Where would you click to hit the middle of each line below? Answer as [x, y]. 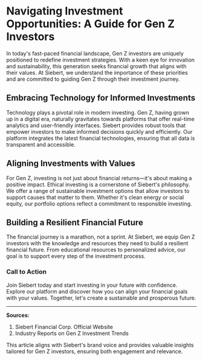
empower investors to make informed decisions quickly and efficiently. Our [99, 131]
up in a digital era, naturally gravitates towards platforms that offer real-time [101, 119]
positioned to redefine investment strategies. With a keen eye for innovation [101, 60]
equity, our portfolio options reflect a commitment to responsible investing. [99, 204]
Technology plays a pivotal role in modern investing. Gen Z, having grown [98, 112]
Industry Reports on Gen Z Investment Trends [72, 333]
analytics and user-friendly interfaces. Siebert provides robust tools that [96, 125]
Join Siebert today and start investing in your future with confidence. [92, 285]
